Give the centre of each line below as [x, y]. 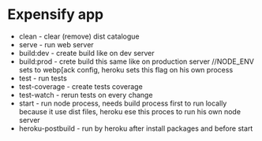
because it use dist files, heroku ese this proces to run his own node [130, 111]
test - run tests [43, 78]
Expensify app [56, 15]
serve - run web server [56, 44]
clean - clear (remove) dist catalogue [79, 36]
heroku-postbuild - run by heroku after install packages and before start [136, 128]
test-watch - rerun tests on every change [86, 95]
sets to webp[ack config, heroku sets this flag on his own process [126, 69]
